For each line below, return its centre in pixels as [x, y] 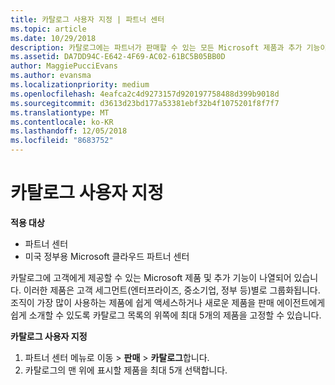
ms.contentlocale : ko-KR [62, 122]
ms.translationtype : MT [60, 112]
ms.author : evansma [51, 76]
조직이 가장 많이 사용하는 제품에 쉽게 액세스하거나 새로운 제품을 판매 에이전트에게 [168, 302]
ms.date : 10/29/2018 [53, 38]
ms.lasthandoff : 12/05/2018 [69, 131]
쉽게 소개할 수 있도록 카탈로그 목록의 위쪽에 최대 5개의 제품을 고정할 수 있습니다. [166, 315]
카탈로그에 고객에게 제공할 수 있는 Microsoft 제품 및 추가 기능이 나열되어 [151, 277]
